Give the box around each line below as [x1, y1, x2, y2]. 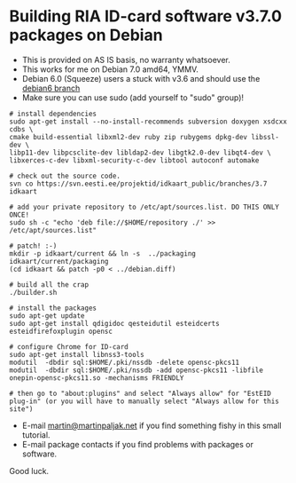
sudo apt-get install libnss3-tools [9, 350, 144, 359]
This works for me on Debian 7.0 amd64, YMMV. [21, 64, 199, 75]
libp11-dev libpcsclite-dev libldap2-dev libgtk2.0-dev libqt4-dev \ [9, 148, 272, 157]
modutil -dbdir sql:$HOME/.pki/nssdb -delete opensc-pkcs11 [9, 358, 240, 367]
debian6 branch [21, 83, 81, 93]
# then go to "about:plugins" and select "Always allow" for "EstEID [9, 389, 272, 398]
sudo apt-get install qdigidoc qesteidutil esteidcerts [9, 319, 220, 328]
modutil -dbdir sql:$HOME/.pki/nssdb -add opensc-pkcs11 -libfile [9, 366, 264, 375]
